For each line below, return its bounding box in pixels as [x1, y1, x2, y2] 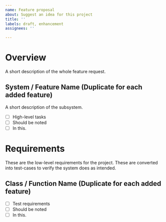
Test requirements [12, 200, 50, 206]
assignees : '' [5, 26, 35, 31]
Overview [5, 52, 46, 63]
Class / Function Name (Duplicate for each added [5, 179, 161, 188]
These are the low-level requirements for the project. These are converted [5, 160, 158, 165]
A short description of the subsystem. [5, 104, 83, 110]
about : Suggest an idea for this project [5, 12, 93, 17]
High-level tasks [12, 114, 46, 120]
